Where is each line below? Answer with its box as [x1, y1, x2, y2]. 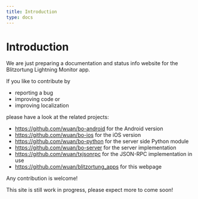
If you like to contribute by [6, 78, 70, 85]
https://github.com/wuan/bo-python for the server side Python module [14, 138, 189, 145]
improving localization [14, 102, 70, 109]
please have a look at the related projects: [6, 114, 109, 121]
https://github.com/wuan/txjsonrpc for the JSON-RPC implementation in [14, 151, 193, 158]
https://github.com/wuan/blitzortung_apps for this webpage [14, 163, 162, 170]
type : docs [6, 14, 33, 20]
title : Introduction [6, 8, 58, 15]
